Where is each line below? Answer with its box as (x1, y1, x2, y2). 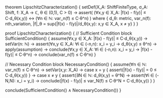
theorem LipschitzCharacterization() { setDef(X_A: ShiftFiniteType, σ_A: (5, 4, 148, 10)
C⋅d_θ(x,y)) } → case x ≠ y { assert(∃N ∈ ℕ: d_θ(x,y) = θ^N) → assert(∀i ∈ (5, 73, 155, 78)
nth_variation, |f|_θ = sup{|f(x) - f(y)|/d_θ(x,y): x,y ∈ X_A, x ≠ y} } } (5, 21, 139, 26)
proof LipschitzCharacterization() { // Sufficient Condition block (5, 30, 133, 36)
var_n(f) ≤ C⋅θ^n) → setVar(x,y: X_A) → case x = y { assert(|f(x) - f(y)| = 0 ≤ (5, 67, 157, 73)
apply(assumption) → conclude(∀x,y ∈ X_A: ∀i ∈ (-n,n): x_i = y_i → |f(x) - (5, 46, 153, 52)
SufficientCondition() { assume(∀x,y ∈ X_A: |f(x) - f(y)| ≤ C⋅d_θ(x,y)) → (5, 36, 148, 41)
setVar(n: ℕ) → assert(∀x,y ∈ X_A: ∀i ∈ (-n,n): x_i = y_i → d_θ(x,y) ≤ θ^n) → (5, 41, 157, 47)
